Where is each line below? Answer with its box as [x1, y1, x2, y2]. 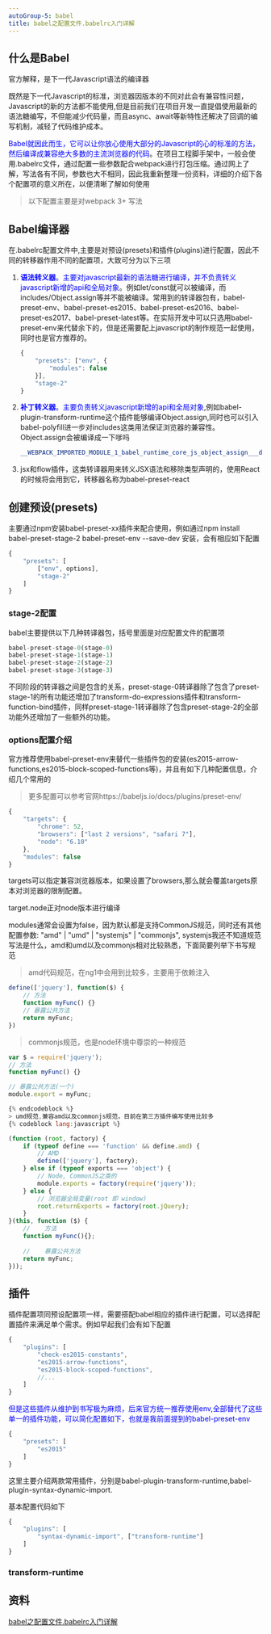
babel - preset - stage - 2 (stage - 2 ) [8, 659, 114, 667]
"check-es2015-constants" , [37, 1350, 128, 1359]
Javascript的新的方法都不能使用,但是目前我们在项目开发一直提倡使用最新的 [8, 102, 257, 111]
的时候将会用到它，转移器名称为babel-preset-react [19, 474, 190, 485]
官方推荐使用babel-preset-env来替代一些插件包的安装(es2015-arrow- [8, 754, 240, 764]
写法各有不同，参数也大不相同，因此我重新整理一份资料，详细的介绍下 [22, 169, 256, 179]
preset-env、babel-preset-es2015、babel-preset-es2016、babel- [19, 303, 240, 313]
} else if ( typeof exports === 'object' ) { [23, 1165, 172, 1173]
